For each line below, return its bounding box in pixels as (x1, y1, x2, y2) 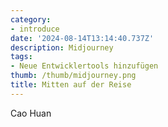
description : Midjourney (10, 42, 114, 53)
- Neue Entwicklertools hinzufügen (10, 61, 159, 71)
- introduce (10, 24, 60, 34)
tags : (10, 52, 33, 62)
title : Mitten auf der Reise (10, 80, 132, 90)
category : (10, 14, 52, 25)
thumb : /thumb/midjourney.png (10, 71, 137, 81)
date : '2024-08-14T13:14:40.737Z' (10, 33, 155, 43)
